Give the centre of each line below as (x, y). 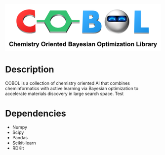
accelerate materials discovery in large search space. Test (64, 93)
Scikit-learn (24, 143)
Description (30, 70)
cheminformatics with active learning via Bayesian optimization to (72, 88)
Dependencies (36, 113)
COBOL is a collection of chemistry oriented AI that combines (67, 83)
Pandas (20, 137)
